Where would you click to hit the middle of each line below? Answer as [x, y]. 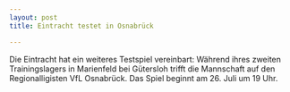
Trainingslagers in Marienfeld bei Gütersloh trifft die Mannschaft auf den [142, 69]
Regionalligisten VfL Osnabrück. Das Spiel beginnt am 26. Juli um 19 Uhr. [144, 78]
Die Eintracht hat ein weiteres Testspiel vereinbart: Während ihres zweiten [145, 59]
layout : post [34, 17]
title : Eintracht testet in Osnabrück [81, 26]
